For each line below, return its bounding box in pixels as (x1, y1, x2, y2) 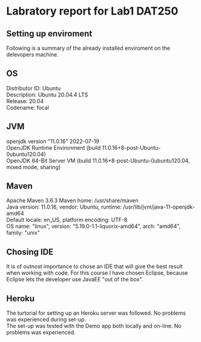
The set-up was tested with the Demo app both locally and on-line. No (6, 323, 182, 330)
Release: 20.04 (6, 97, 44, 104)
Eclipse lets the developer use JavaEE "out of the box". (6, 276, 143, 283)
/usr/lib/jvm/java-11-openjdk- (123, 203, 196, 210)
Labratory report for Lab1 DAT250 (6, 4, 179, 18)
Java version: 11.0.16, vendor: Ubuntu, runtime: (6, 203, 122, 210)
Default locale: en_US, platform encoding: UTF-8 (6, 216, 128, 224)
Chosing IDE (6, 247, 54, 257)
